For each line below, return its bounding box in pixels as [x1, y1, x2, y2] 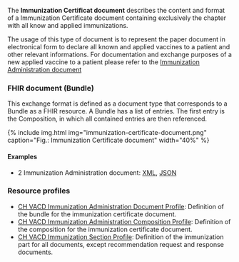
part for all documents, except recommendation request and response [17, 240, 225, 248]
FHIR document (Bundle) [7, 83, 94, 93]
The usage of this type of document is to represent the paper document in [7, 35, 226, 44]
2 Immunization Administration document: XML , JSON [17, 168, 177, 177]
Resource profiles [7, 186, 71, 196]
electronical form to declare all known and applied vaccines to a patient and [7, 43, 230, 51]
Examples [7, 152, 38, 161]
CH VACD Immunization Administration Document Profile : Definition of [17, 202, 225, 211]
